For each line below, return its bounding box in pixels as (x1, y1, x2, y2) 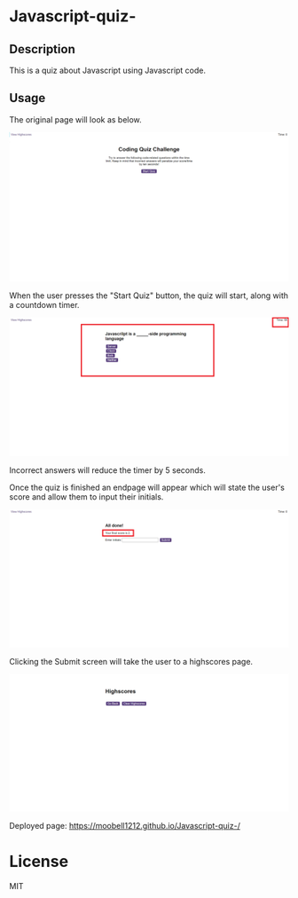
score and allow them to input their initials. (9, 491, 164, 502)
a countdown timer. (9, 300, 80, 311)
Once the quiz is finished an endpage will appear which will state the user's (9, 482, 286, 492)
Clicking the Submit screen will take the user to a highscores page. (9, 656, 254, 666)
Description (9, 42, 75, 57)
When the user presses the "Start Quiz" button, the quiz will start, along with (9, 290, 289, 301)
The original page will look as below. (9, 114, 142, 125)
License (9, 851, 69, 871)
